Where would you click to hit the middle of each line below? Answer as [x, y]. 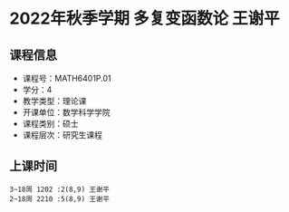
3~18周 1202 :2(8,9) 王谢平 [60, 189]
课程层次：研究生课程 [62, 135]
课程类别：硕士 [50, 124]
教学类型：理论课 [54, 101]
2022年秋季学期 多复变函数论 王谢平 [145, 19]
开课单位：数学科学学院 [66, 112]
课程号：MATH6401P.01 [67, 78]
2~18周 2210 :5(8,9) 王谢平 [60, 199]
